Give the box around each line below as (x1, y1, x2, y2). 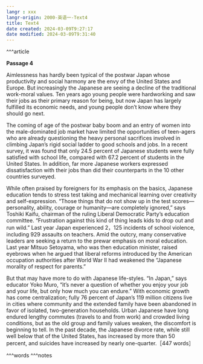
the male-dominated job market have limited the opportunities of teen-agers (6, 128, 196, 135)
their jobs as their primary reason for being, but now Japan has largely (6, 97, 182, 105)
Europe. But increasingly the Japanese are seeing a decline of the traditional (6, 84, 196, 91)
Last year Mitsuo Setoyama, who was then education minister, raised (6, 244, 178, 251)
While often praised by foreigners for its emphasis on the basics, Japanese (6, 185, 193, 192)
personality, (6, 204, 36, 212)
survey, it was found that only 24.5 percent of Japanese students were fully (6, 148, 195, 155)
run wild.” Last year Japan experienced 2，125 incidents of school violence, (6, 224, 195, 232)
